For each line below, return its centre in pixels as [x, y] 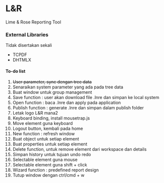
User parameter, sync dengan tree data [52, 82]
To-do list [16, 71]
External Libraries [27, 35]
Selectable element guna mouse [45, 160]
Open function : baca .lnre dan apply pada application [67, 102]
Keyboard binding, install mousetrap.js [51, 118]
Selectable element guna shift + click [50, 165]
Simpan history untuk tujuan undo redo [52, 155]
